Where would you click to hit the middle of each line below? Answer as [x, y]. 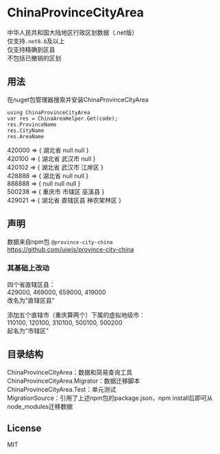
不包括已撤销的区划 [34, 58]
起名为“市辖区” [28, 331]
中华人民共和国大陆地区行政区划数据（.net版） [73, 32]
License [24, 428]
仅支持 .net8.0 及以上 [36, 41]
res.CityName [26, 130]
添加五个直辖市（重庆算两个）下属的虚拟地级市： [76, 315]
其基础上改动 [28, 268]
